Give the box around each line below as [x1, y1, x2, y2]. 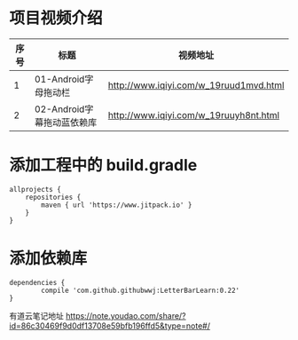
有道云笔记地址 [9, 310, 64, 320]
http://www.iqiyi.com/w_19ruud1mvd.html [107, 79, 285, 91]
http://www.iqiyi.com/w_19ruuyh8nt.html [107, 108, 280, 121]
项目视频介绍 [9, 8, 104, 28]
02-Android [34, 103, 85, 115]
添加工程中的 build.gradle [9, 155, 198, 176]
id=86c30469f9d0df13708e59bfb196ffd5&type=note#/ [9, 320, 211, 331]
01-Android [34, 73, 85, 85]
